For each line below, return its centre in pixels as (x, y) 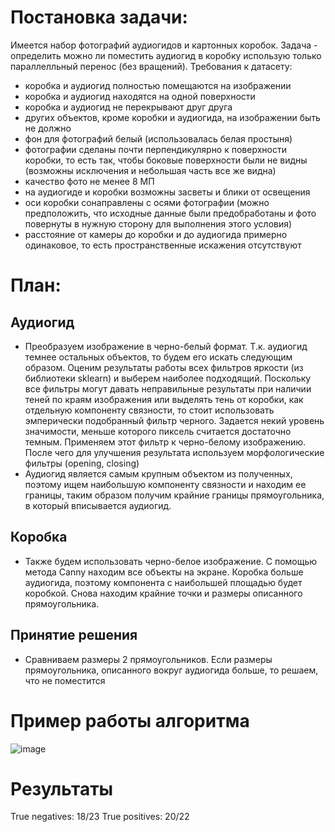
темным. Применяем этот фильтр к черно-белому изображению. (165, 442)
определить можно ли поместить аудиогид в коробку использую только (166, 55)
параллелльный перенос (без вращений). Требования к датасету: (151, 66)
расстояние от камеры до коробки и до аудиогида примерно (156, 234)
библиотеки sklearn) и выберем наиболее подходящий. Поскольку (168, 378)
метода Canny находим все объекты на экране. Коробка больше (164, 572)
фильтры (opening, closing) (82, 463)
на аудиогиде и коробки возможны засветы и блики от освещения (167, 192)
